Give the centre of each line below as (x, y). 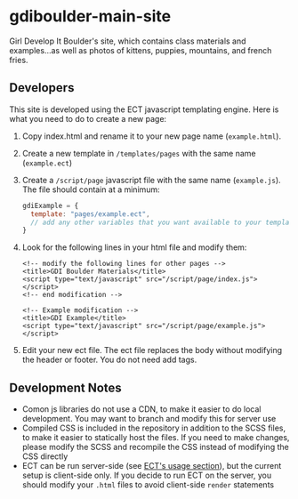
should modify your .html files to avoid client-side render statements (148, 485)
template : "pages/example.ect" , (90, 214)
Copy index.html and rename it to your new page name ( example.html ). (152, 136)
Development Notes (65, 387)
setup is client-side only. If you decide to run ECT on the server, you (147, 475)
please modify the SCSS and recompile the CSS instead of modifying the (155, 447)
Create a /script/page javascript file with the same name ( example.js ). (152, 180)
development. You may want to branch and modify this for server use (149, 419)
